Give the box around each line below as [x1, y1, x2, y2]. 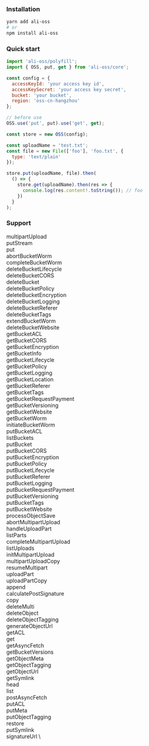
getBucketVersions [6, 648, 54, 656]
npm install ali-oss [6, 30, 59, 37]
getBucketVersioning [6, 401, 59, 409]
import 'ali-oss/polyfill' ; [6, 59, 78, 65]
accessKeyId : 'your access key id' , [12, 81, 105, 87]
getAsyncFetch [6, 642, 44, 649]
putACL [6, 700, 26, 708]
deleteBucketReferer [6, 304, 58, 312]
